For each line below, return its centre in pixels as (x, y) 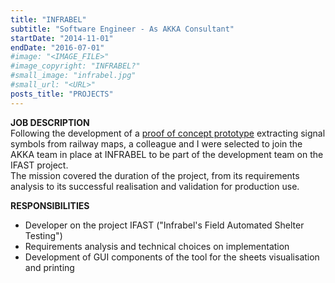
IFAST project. (39, 165)
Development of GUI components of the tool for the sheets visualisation (172, 257)
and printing (49, 267)
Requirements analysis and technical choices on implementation (157, 246)
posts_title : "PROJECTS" (62, 94)
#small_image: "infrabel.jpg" (73, 76)
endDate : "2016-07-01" (57, 47)
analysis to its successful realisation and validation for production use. (155, 186)
